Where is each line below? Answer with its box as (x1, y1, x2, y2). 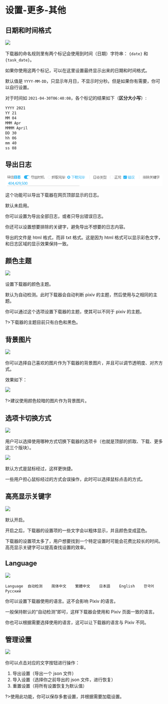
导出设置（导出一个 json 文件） (12, 670, 76, 676)
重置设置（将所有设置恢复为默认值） (12, 683, 87, 689)
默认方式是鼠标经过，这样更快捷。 (5, 465, 75, 471)
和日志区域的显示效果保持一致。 (5, 241, 71, 247)
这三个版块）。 (5, 444, 34, 450)
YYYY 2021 (5, 106, 26, 111)
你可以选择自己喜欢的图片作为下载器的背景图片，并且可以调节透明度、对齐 (5, 360, 158, 366)
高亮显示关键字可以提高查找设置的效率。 (5, 544, 88, 550)
